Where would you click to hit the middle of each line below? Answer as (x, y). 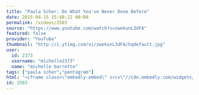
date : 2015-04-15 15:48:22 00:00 (47, 17)
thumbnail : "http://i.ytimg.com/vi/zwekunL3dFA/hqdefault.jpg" (86, 45)
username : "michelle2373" (44, 61)
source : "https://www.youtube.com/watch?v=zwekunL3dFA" (76, 28)
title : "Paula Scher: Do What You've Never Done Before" (78, 12)
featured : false (26, 34)
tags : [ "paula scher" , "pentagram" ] (50, 72)
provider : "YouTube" (32, 39)
